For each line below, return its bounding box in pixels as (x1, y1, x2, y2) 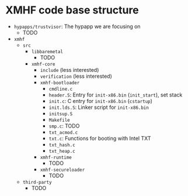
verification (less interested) (40, 73, 112, 80)
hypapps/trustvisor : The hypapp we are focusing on (13, 23, 141, 30)
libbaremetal (31, 49, 64, 54)
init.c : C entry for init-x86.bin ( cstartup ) (48, 97, 153, 104)
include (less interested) (40, 66, 99, 73)
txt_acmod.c (48, 129, 78, 135)
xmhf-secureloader (40, 167, 85, 173)
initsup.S (48, 111, 73, 117)
